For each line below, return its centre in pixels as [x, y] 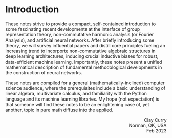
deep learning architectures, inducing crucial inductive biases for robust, [82, 56]
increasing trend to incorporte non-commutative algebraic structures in [80, 51]
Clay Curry [155, 120]
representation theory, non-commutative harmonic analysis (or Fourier [80, 34]
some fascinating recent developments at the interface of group [73, 29]
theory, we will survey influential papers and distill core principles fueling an [85, 45]
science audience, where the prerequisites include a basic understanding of [85, 88]
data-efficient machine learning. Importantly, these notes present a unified [84, 62]
